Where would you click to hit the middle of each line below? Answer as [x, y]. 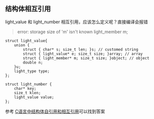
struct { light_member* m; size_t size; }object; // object [86, 58]
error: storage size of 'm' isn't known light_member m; [73, 32]
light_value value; [34, 97]
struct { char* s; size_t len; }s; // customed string [81, 49]
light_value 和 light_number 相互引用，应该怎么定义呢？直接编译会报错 [77, 22]
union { [22, 45]
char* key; [25, 88]
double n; [33, 62]
